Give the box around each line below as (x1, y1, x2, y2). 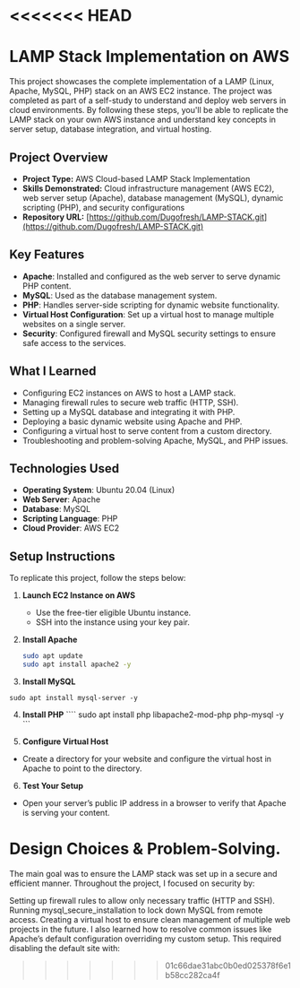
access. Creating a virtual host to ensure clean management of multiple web (9, 914, 291, 924)
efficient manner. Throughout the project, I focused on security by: (9, 878, 255, 888)
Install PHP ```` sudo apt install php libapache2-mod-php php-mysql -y (21, 709, 284, 720)
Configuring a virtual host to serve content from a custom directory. (21, 425, 272, 436)
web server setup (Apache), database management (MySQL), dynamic (21, 192, 284, 203)
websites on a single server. (21, 318, 126, 329)
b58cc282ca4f (165, 969, 221, 980)
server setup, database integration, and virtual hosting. (9, 124, 212, 134)
